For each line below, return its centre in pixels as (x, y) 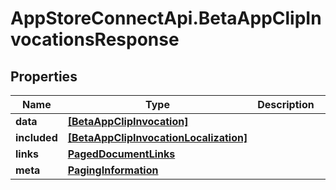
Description (286, 104)
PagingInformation (113, 170)
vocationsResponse (95, 39)
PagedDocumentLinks (121, 154)
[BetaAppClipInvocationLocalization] (157, 137)
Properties (44, 76)
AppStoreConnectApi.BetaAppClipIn (166, 18)
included (36, 137)
